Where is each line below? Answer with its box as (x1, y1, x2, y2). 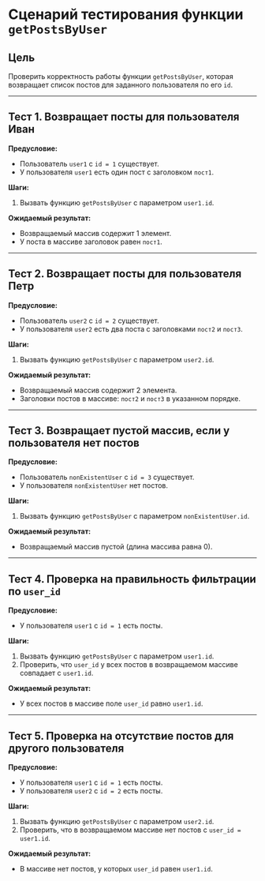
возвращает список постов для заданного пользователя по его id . (8, 81, 233, 89)
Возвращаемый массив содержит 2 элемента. (19, 385, 177, 395)
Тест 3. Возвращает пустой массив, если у (8, 424, 230, 437)
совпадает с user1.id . (19, 669, 94, 678)
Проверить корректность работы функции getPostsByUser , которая (8, 72, 234, 81)
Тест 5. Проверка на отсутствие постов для (8, 729, 234, 743)
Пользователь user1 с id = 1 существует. (19, 159, 159, 168)
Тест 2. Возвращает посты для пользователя (8, 267, 242, 281)
